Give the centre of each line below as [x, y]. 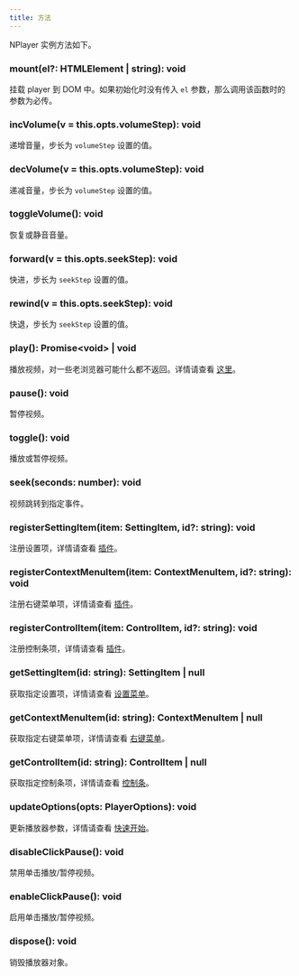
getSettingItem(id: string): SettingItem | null [107, 673]
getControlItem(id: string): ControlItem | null [108, 762]
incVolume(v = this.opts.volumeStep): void [105, 125]
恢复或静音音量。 [41, 235]
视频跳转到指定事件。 [49, 503]
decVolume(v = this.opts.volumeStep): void [107, 170]
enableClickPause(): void [65, 897]
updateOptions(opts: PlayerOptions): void [103, 807]
